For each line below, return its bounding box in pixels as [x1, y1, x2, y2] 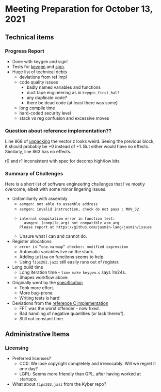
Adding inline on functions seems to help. [19, 254, 105, 260]
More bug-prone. [19, 290, 54, 296]
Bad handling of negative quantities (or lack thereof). [19, 310, 125, 316]
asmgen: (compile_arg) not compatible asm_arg [23, 221, 120, 226]
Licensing [5, 344, 29, 351]
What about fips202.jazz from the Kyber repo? [12, 381, 107, 387]
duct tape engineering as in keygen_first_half [26, 89, 120, 95]
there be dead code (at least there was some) [26, 99, 118, 105]
